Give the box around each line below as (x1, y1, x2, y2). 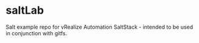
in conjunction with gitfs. (5, 29, 68, 36)
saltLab (5, 4, 44, 17)
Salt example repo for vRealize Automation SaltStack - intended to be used (5, 23, 194, 30)
